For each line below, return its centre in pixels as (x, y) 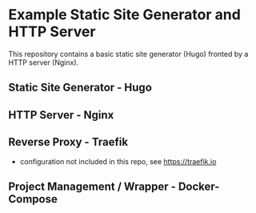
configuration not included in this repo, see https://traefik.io (118, 161)
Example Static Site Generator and (125, 15)
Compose (33, 199)
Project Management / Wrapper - (92, 186)
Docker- (199, 186)
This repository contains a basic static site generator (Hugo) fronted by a (128, 54)
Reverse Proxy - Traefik (68, 142)
